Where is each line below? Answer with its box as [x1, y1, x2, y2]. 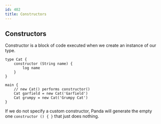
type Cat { [5, 57, 27, 62]
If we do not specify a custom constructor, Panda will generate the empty [5, 108, 152, 114]
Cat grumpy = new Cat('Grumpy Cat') [14, 95, 89, 100]
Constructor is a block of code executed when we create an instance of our [5, 42, 157, 49]
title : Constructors [5, 12, 47, 17]
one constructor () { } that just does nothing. [5, 113, 99, 119]
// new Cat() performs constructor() [14, 87, 90, 92]
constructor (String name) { [14, 61, 73, 66]
